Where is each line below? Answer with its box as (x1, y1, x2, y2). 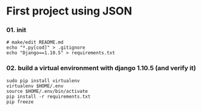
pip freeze (6, 98, 34, 105)
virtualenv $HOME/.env (6, 83, 64, 89)
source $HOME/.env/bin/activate (6, 88, 88, 94)
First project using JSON (6, 4, 132, 18)
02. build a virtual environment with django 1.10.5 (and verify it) (6, 64, 196, 72)
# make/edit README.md (6, 39, 64, 46)
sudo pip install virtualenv (6, 77, 80, 84)
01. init (6, 26, 26, 34)
